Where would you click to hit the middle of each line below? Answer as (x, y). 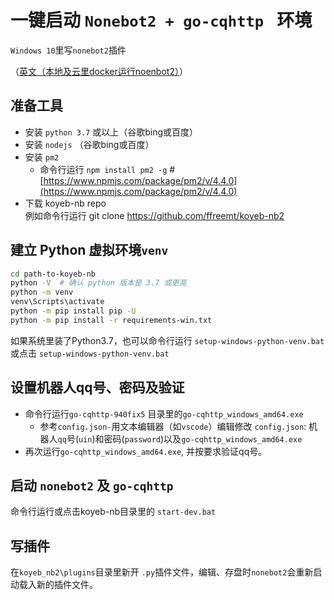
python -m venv (42, 292)
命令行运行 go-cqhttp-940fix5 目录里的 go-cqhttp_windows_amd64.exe (164, 413)
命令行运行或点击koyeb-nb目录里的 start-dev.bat (113, 512)
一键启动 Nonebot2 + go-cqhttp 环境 (161, 20)
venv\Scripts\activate (57, 302)
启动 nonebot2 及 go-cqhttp (92, 486)
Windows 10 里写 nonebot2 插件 (68, 50)
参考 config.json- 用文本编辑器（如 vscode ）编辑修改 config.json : (173, 426)
